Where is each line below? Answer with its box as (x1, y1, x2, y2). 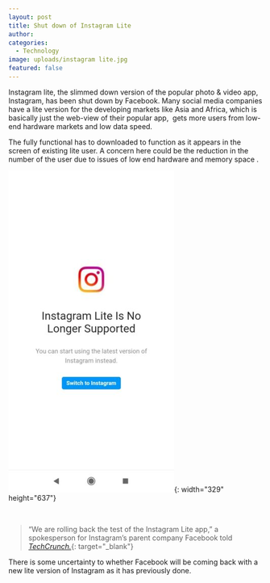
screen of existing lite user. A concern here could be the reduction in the (8, 145, 249, 155)
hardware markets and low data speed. (23, 121, 153, 131)
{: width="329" (174, 484, 224, 494)
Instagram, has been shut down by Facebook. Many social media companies (8, 95, 263, 105)
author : (8, 30, 35, 38)
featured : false (8, 65, 63, 73)
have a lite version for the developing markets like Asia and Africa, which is (8, 104, 258, 114)
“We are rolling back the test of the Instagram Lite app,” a (27, 524, 219, 534)
